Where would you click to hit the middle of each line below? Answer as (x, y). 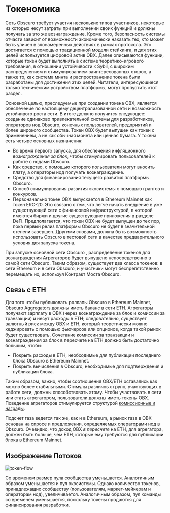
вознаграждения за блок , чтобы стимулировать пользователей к (84, 156)
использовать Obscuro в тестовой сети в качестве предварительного (88, 237)
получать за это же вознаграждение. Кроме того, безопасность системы (85, 34)
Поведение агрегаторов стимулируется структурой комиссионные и (80, 403)
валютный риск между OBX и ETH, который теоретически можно (76, 324)
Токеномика (33, 9)
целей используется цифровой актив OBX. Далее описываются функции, (84, 55)
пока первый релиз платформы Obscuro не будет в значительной (83, 226)
